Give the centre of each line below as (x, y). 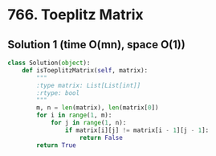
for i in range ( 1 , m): (74, 115)
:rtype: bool (58, 93)
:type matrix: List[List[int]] (89, 85)
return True (57, 145)
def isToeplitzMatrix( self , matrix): (85, 70)
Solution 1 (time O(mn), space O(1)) (96, 45)
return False (101, 138)
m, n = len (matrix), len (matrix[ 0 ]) (98, 108)
